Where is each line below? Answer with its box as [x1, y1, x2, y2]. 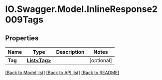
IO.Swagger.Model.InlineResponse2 [5, 3, 158, 15]
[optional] [89, 57, 112, 64]
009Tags [5, 14, 44, 25]
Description [56, 49, 85, 55]
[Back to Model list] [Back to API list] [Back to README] [5, 70, 120, 76]
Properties [5, 34, 39, 42]
